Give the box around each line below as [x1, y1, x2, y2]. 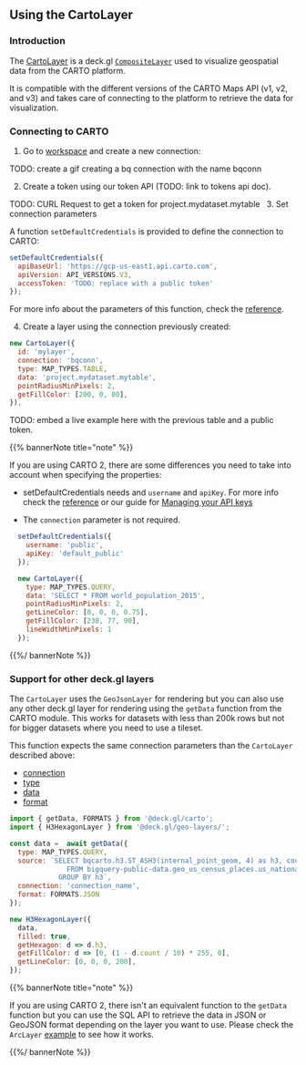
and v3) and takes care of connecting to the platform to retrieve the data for [9, 92, 294, 103]
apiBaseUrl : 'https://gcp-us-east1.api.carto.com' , [17, 262, 219, 271]
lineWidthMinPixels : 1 [25, 625, 112, 635]
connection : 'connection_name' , [17, 882, 141, 891]
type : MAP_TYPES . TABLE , [17, 364, 107, 373]
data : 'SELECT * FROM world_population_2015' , [25, 591, 206, 600]
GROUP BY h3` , [57, 873, 112, 883]
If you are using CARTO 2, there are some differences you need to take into [9, 460, 291, 470]
